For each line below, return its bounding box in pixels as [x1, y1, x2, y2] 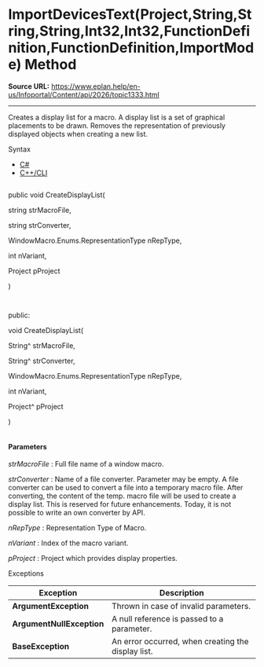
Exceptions [8, 569, 45, 578]
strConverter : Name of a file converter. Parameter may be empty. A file [8, 475, 240, 484]
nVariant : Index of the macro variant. [8, 538, 129, 548]
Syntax [8, 144, 31, 154]
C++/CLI [19, 167, 48, 178]
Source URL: [8, 81, 49, 91]
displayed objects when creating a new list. [8, 129, 148, 138]
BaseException [12, 641, 70, 652]
